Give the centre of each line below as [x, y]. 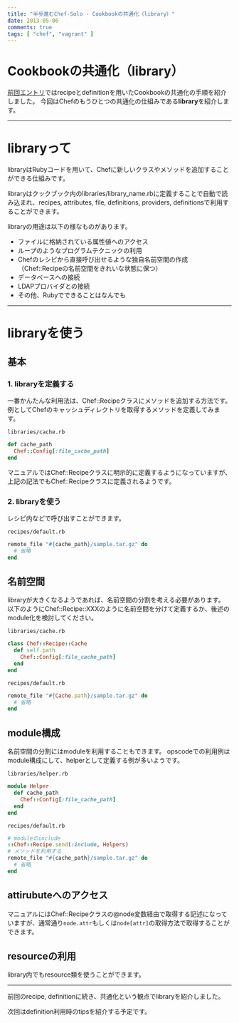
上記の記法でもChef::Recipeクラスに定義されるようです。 [91, 481]
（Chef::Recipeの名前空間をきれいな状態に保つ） [90, 269]
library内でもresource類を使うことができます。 [76, 975]
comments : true [30, 27]
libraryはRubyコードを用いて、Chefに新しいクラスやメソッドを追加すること [118, 170]
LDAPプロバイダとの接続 [54, 287]
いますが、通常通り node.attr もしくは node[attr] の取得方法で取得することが [118, 922]
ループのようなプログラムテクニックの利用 [80, 251]
